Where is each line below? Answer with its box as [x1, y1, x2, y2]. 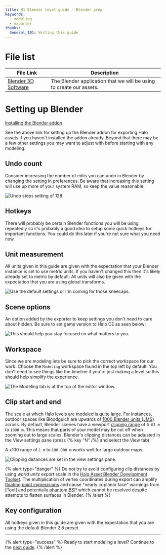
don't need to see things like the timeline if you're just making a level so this [5, 368, 159, 374]
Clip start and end [5, 398, 61, 406]
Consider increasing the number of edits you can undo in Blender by [5, 172, 144, 178]
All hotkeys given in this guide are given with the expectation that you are [5, 519, 154, 525]
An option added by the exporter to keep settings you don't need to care [5, 316, 153, 322]
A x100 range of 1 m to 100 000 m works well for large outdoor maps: [5, 446, 144, 452]
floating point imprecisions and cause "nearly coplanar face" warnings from [5, 481, 160, 487]
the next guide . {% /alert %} [5, 544, 63, 550]
